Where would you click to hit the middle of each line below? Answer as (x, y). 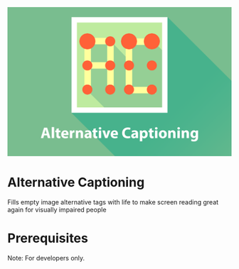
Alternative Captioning (76, 183)
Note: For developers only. (46, 258)
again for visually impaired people (57, 210)
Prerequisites (48, 238)
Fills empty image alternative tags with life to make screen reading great (113, 202)
